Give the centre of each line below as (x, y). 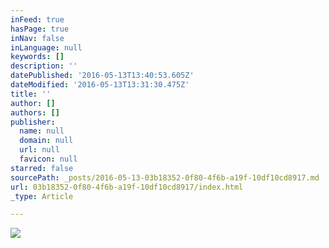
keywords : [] (37, 57)
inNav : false (37, 38)
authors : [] (35, 112)
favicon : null (48, 159)
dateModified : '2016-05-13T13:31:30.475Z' (100, 85)
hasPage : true (40, 29)
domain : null (46, 141)
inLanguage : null (46, 47)
